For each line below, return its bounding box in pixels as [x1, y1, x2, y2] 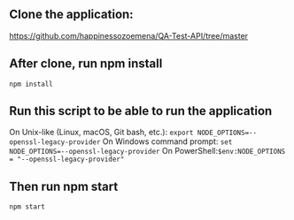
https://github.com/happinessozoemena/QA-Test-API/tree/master [9, 30, 249, 41]
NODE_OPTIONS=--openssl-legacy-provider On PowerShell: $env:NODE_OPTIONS [9, 146, 286, 156]
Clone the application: [9, 7, 135, 22]
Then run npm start [9, 178, 119, 193]
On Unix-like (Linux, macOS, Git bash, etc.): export [9, 127, 194, 138]
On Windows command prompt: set [102, 136, 233, 147]
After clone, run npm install [9, 57, 163, 72]
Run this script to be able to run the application [9, 103, 273, 118]
